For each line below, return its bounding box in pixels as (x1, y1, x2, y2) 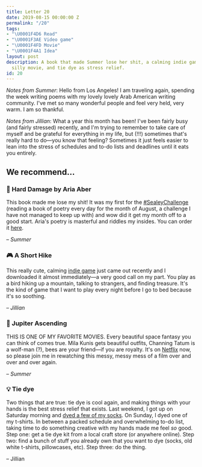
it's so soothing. (6, 293, 46, 300)
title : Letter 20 (6, 8, 50, 15)
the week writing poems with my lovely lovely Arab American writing (6, 93, 176, 100)
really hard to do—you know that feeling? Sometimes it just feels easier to (6, 136, 189, 144)
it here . (6, 224, 24, 231)
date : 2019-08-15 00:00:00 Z (6, 14, 79, 20)
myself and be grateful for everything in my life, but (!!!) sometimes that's (6, 130, 188, 138)
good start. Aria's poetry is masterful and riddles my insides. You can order (6, 218, 192, 225)
